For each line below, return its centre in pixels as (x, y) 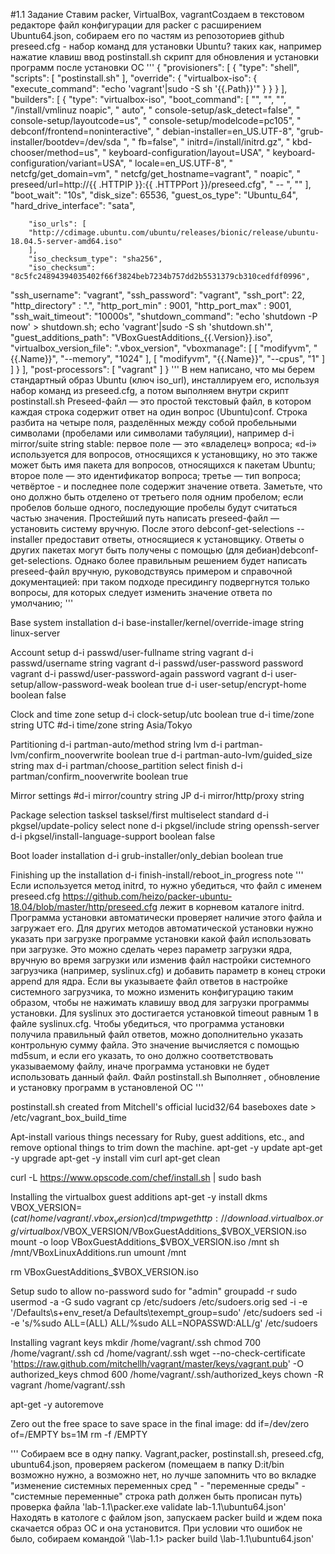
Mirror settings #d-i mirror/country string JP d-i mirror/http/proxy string (157, 795)
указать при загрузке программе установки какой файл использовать (161, 938)
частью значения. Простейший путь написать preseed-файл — (145, 518)
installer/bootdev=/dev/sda (66, 142)
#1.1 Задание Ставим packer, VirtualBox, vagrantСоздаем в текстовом (157, 14)
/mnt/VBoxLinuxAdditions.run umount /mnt (98, 1252)
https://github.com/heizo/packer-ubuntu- (147, 896)
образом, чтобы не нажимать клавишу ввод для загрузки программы (160, 1002)
